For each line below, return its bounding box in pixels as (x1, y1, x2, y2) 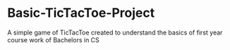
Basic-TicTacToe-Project (7, 5, 155, 21)
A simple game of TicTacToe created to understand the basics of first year (7, 28, 223, 37)
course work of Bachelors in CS (7, 35, 100, 44)
